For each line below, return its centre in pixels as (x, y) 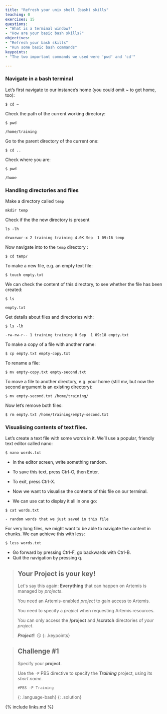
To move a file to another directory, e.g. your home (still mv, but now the (80, 381)
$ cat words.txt (22, 511)
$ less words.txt (23, 543)
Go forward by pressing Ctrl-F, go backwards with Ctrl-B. (72, 552)
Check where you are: (28, 160)
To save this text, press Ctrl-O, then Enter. (56, 472)
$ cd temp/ (17, 256)
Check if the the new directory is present (47, 220)
